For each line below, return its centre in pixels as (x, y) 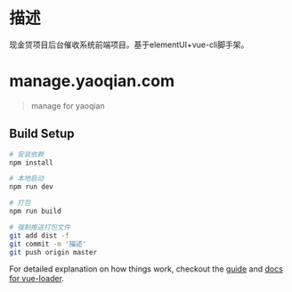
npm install (31, 162)
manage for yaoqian (68, 105)
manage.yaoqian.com (92, 81)
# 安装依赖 (27, 154)
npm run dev (31, 187)
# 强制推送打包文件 (40, 227)
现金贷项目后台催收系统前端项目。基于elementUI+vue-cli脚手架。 (129, 45)
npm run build (36, 211)
